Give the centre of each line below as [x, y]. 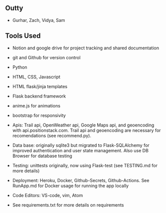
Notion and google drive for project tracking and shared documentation [86, 48]
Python [20, 67]
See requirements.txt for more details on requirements [68, 205]
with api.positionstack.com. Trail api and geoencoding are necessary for [86, 130]
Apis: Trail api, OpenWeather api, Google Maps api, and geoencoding [83, 125]
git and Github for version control [46, 57]
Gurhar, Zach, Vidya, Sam [39, 20]
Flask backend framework [39, 96]
